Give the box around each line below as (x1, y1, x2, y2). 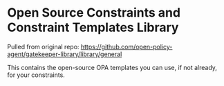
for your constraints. (7, 71, 66, 79)
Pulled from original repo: (7, 42, 80, 51)
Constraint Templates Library (7, 19, 179, 35)
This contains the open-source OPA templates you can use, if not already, (7, 63, 218, 71)
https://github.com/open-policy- (80, 42, 173, 51)
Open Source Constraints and (7, 5, 181, 21)
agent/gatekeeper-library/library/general (7, 50, 122, 58)
